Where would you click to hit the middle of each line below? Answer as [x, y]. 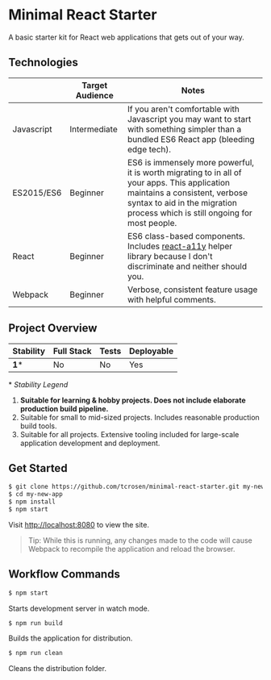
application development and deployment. [90, 443]
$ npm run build [35, 623]
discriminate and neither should [188, 266]
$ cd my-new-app [35, 494]
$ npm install [32, 502]
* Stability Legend [38, 384]
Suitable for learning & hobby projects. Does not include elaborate [133, 400]
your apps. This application [179, 182]
